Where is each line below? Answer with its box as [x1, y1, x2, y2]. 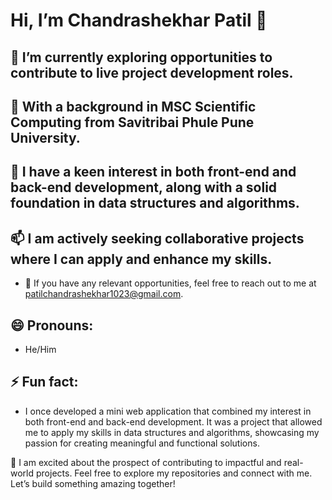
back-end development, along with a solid [10, 179, 278, 196]
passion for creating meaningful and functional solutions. [24, 437, 260, 449]
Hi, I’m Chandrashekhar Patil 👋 [10, 9, 268, 32]
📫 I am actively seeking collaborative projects [10, 230, 305, 247]
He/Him [24, 343, 57, 355]
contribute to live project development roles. [10, 64, 294, 81]
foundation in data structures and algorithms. [10, 195, 300, 212]
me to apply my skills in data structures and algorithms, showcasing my [24, 426, 320, 438]
